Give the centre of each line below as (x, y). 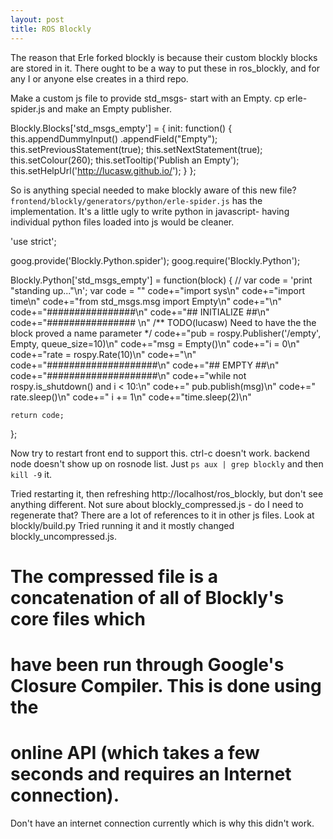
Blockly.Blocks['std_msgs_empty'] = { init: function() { (121, 128)
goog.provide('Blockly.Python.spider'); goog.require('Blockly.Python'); (155, 260)
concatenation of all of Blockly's (147, 597)
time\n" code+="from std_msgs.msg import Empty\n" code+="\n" (146, 301)
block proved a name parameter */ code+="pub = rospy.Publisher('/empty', (166, 333)
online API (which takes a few (135, 753)
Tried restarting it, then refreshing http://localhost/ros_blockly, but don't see (167, 493)
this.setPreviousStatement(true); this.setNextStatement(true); (136, 149)
